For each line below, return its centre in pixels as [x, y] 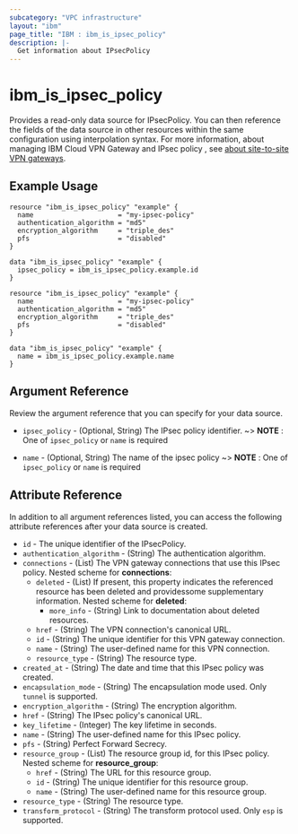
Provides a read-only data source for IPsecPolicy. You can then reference [145, 120]
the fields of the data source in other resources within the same [127, 130]
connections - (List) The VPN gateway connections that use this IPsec [151, 562]
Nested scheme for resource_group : [90, 762]
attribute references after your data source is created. [109, 526]
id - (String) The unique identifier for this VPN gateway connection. [160, 639]
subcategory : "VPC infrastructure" [76, 17]
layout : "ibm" [36, 26]
